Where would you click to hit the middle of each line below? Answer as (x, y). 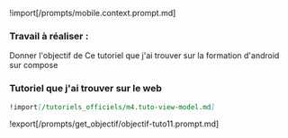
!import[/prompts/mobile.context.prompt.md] (93, 13)
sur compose (34, 65)
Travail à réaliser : (49, 36)
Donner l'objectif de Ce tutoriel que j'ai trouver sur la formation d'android (144, 56)
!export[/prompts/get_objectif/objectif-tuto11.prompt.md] (114, 124)
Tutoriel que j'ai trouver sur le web (85, 89)
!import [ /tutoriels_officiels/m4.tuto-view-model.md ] (112, 107)
